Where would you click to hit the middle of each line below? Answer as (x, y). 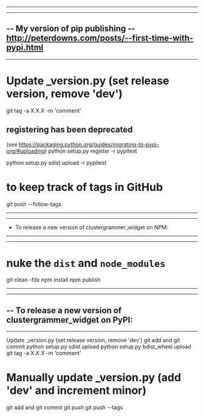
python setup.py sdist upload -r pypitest (56, 162)
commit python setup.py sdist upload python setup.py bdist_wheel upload (99, 346)
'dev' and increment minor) (76, 391)
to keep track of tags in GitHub (85, 187)
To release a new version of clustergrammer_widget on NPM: (91, 227)
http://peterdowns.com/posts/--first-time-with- (100, 38)
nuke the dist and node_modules (86, 263)
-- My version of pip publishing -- (71, 29)
